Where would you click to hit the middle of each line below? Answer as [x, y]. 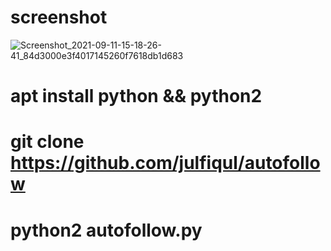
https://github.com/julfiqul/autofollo [165, 163]
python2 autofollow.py [106, 230]
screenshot [59, 17]
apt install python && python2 [136, 96]
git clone [47, 142]
